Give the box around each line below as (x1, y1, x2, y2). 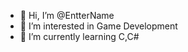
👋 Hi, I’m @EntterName (19, 10, 115, 21)
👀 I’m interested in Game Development (19, 20, 178, 32)
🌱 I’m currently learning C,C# (19, 31, 140, 42)
